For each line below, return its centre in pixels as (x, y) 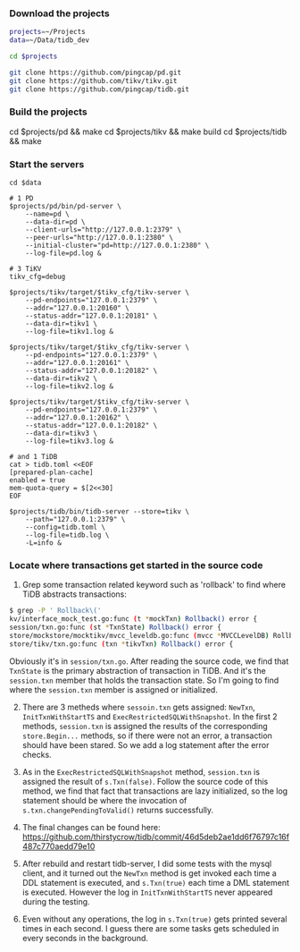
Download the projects (59, 13)
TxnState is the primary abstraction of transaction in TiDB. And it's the (137, 670)
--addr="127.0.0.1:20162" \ (77, 418)
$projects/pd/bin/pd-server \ (66, 207)
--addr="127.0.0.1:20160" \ (77, 308)
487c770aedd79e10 (58, 846)
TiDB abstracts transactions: (75, 594)
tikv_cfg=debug (37, 277)
